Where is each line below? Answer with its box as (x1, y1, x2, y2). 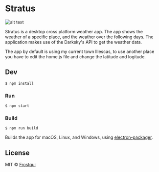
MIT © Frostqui (5, 162, 36, 168)
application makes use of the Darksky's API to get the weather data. (5, 39, 142, 45)
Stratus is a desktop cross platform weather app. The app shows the (5, 28, 143, 34)
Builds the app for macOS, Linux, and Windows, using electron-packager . (5, 134, 153, 140)
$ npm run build (5, 126, 38, 131)
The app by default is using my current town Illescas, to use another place (5, 49, 155, 54)
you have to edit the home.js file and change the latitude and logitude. (5, 53, 146, 59)
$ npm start (5, 103, 29, 108)
